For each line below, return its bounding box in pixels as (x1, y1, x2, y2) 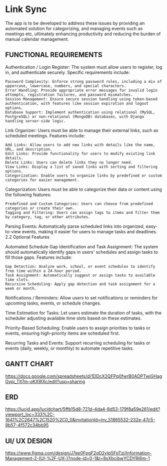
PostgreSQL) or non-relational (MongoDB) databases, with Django (5, 114, 144, 119)
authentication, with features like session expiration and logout (5, 101, 149, 106)
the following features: (5, 192, 51, 198)
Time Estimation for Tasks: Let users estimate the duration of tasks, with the (5, 309, 161, 316)
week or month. (5, 286, 37, 291)
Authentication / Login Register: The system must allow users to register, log (5, 64, 162, 70)
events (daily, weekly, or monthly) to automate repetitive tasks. (5, 345, 134, 351)
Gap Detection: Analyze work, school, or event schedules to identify (5, 264, 155, 269)
